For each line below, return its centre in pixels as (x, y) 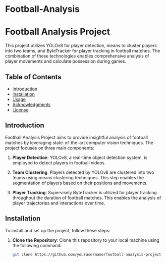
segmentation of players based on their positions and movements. (80, 183)
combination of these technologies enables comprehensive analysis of (77, 56)
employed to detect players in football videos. (59, 162)
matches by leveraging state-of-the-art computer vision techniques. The (79, 143)
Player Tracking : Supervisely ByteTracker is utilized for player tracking (84, 192)
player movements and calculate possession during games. (66, 61)
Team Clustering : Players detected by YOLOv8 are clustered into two (83, 172)
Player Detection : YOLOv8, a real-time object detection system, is (80, 157)
